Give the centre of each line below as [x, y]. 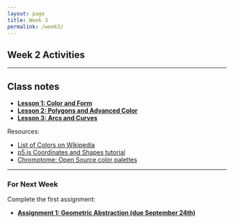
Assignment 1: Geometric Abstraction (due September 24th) [107, 213]
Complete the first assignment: [52, 200]
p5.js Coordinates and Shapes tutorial [71, 152]
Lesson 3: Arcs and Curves [57, 118]
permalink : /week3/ [36, 26]
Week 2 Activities [46, 55]
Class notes [33, 87]
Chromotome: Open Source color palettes [77, 160]
